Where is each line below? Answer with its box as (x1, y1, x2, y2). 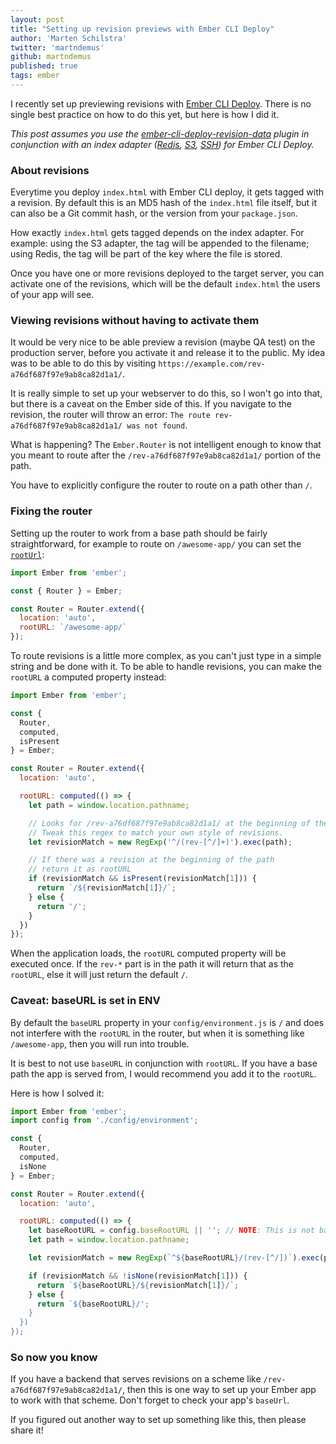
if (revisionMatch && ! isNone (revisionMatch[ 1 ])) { (28, 1271, 248, 1281)
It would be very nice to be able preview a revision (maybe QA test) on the (10, 336, 316, 348)
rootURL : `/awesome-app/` (19, 622, 128, 633)
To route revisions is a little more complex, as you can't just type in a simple (10, 650, 322, 662)
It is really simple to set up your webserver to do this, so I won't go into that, (10, 387, 323, 400)
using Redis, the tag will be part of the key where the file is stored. (10, 248, 283, 260)
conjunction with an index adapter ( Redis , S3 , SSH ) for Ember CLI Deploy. (10, 138, 315, 150)
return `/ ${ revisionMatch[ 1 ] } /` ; (36, 883, 177, 893)
